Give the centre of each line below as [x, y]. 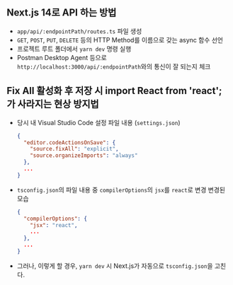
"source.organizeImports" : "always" [84, 156]
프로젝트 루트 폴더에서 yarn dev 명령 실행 [74, 49]
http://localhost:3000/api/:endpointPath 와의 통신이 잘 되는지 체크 [114, 66]
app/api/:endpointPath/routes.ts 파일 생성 [79, 31]
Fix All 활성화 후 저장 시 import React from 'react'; [114, 91]
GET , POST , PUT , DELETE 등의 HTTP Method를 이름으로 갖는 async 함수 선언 [120, 40]
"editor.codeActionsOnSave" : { [70, 142]
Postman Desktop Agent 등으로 [62, 57]
